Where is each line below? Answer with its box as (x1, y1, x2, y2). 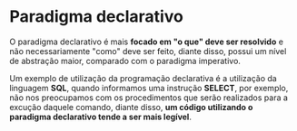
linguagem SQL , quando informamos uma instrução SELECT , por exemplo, (9, 82, 289, 93)
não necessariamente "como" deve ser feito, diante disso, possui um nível (9, 45, 287, 56)
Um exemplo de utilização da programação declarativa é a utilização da (9, 72, 277, 83)
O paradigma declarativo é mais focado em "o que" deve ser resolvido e (9, 36, 284, 47)
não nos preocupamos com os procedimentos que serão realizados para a (9, 92, 289, 103)
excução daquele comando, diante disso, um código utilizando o (9, 101, 253, 112)
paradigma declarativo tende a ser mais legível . (9, 111, 193, 122)
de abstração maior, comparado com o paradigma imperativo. (9, 55, 241, 66)
